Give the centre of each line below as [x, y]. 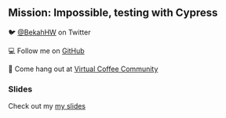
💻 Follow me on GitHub [46, 51]
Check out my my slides [47, 106]
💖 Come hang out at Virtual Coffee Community [83, 69]
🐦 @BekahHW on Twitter [49, 32]
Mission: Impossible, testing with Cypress [113, 13]
